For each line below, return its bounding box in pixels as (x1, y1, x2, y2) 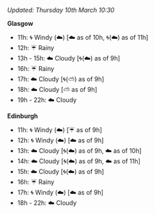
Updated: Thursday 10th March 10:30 (7, 6, 115, 14)
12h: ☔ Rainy (17, 44, 54, 51)
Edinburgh (7, 112, 38, 120)
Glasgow (7, 19, 33, 27)
